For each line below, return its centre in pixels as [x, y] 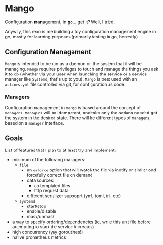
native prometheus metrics [39, 237]
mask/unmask [41, 216]
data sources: [40, 180]
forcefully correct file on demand [60, 175]
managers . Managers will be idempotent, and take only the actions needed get [81, 113]
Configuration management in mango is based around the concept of [73, 108]
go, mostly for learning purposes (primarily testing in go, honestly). [72, 37]
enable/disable [42, 211]
